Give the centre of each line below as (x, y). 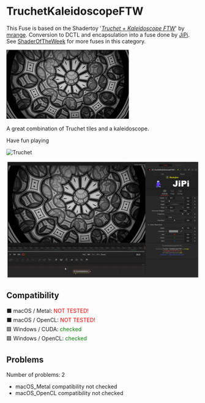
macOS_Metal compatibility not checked (66, 386)
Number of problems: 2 (36, 374)
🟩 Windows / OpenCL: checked (47, 338)
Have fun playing (28, 140)
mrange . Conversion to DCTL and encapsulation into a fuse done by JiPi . (98, 34)
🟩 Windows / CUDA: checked (44, 329)
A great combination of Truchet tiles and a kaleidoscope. (78, 128)
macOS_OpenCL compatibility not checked (69, 393)
